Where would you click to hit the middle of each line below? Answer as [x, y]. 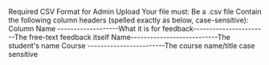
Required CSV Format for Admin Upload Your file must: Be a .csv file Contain [135, 12]
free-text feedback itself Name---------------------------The [130, 37]
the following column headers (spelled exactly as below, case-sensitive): [128, 20]
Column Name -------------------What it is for [84, 28]
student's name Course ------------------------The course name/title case [132, 46]
